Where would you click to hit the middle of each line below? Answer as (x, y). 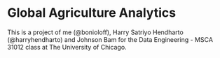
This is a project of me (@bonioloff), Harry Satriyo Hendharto (95, 32)
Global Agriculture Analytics (92, 13)
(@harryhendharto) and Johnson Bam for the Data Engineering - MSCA (110, 39)
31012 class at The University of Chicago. (67, 47)
